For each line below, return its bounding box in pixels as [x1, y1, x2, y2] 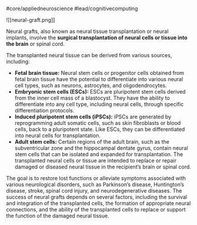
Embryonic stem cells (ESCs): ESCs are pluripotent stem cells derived [14, 88, 186, 95]
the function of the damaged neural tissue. [6, 212, 109, 219]
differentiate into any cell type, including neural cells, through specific [14, 101, 184, 108]
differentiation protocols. [14, 107, 75, 114]
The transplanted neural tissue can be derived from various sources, [6, 52, 172, 58]
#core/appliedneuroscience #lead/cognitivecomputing [6, 5, 138, 12]
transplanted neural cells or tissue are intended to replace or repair [14, 157, 177, 164]
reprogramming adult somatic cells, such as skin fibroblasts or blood [14, 120, 181, 126]
